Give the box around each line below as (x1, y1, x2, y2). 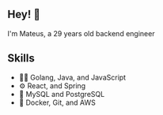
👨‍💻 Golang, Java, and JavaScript (18, 72, 127, 82)
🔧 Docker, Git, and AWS (18, 98, 96, 107)
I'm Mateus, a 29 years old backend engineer (7, 28, 155, 38)
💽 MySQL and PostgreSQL (18, 89, 105, 98)
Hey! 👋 (7, 8, 41, 21)
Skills (7, 52, 35, 65)
